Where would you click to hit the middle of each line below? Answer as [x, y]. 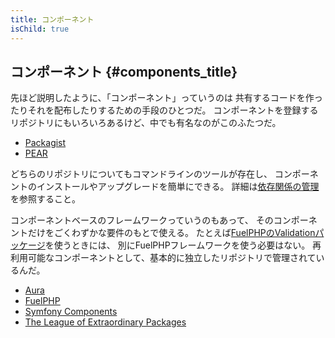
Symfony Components [71, 312]
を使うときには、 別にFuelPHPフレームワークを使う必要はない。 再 [183, 245]
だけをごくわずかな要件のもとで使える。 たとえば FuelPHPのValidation [171, 233]
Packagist [45, 143]
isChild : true [40, 29]
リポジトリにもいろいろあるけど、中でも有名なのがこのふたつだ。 [146, 123]
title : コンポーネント [52, 19]
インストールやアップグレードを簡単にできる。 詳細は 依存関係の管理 [178, 187]
